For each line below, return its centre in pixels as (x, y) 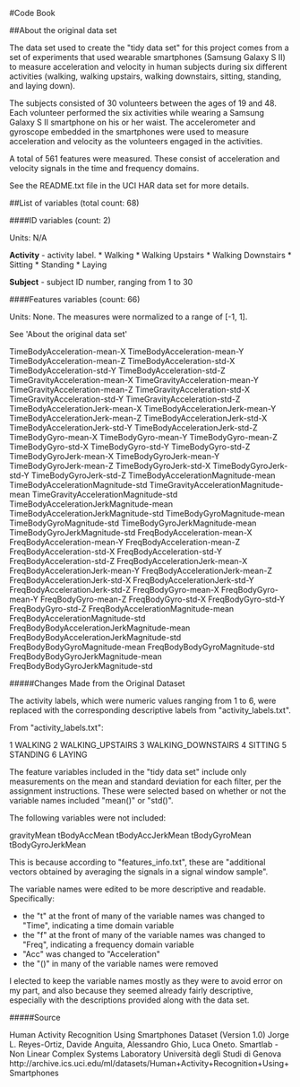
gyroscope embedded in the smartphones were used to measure (129, 132)
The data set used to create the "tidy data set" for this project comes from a (149, 48)
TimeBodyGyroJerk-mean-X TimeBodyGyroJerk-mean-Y (115, 456)
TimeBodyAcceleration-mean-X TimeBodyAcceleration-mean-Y (127, 352)
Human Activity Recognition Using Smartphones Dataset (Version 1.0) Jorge (149, 1035)
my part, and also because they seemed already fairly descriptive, (131, 991)
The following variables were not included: (88, 818)
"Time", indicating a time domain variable (98, 926)
